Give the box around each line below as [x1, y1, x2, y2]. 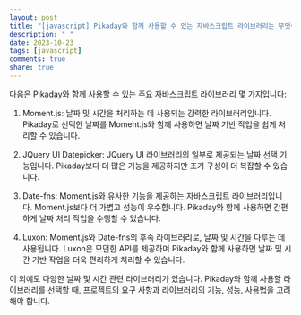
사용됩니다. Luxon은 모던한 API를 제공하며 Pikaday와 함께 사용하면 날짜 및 [21, 243, 282, 253]
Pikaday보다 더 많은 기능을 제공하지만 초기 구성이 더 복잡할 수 [56, 160, 271, 171]
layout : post [9, 13, 58, 22]
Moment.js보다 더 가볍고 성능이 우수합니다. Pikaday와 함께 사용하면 [34, 201, 271, 212]
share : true [9, 64, 54, 72]
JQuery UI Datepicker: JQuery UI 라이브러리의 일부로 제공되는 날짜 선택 [21, 149, 278, 159]
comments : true [9, 55, 66, 64]
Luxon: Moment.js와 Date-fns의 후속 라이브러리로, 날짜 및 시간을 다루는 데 [21, 232, 286, 243]
